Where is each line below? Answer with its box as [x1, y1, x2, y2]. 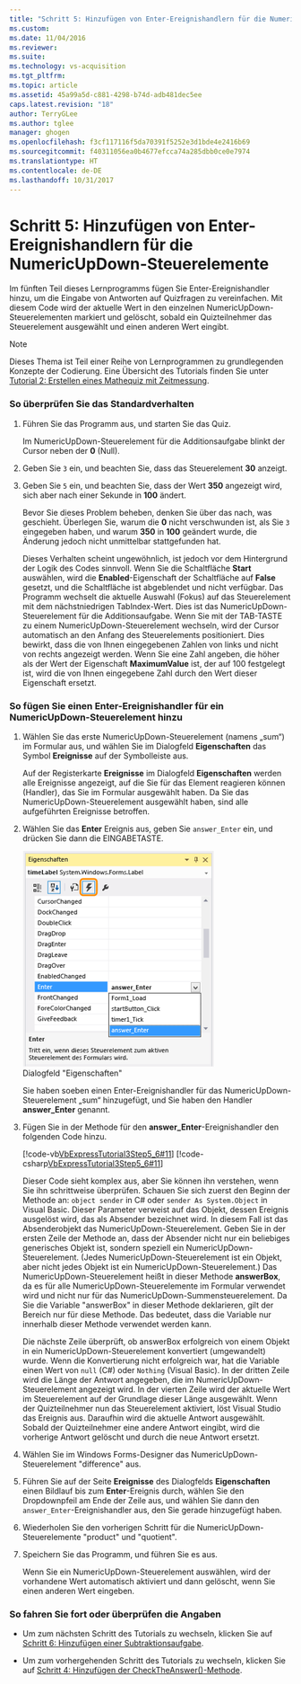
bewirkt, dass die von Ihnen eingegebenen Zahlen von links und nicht [21, 639, 279, 650]
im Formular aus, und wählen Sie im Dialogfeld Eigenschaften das [21, 741, 267, 752]
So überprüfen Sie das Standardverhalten [9, 398, 194, 411]
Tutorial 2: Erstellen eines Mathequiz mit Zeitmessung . [9, 376, 210, 386]
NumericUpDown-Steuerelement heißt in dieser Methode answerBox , [21, 1272, 280, 1282]
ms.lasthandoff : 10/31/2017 [9, 175, 115, 184]
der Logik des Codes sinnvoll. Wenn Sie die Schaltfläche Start [21, 563, 252, 573]
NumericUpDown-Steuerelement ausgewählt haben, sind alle [21, 796, 249, 808]
